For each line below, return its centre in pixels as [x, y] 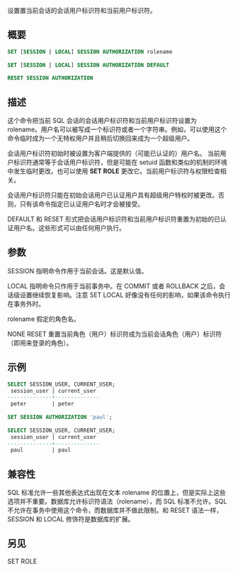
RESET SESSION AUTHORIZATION [50, 78]
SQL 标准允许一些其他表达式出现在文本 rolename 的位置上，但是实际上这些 [117, 493]
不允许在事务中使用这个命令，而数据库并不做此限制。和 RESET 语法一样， [115, 511]
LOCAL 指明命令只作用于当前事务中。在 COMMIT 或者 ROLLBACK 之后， [113, 285]
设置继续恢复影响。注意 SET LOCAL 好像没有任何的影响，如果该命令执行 [125, 295]
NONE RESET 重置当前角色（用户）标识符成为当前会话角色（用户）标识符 [114, 334]
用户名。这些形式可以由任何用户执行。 [69, 228]
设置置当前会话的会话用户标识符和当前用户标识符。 [82, 10]
